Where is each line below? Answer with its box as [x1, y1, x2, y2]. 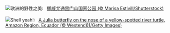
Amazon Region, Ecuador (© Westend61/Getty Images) [5, 22, 122, 28]
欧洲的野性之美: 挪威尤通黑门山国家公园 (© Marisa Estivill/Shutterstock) [10, 5, 164, 11]
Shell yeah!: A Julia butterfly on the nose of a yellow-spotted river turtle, [10, 17, 165, 22]
